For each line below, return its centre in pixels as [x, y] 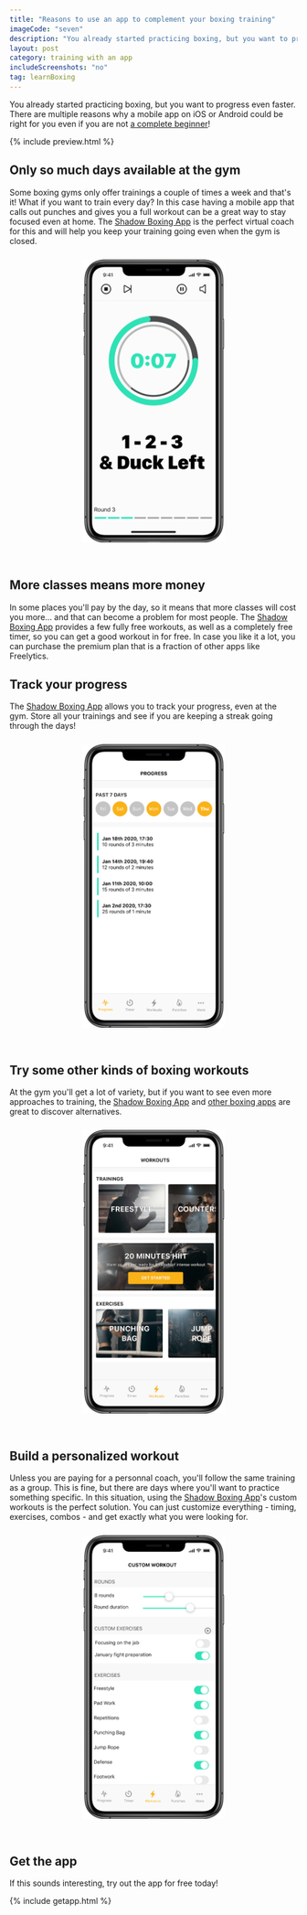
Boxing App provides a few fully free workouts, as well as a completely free [151, 626]
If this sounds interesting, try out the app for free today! [114, 1883]
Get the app [43, 1861]
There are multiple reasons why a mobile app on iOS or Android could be [146, 113]
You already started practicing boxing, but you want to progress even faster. [153, 104]
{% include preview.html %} [62, 141]
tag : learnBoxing [42, 78]
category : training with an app [71, 58]
